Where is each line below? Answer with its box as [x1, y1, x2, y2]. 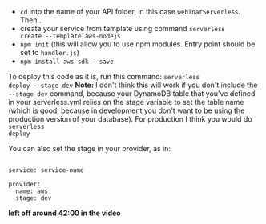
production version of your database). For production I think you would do [8, 114, 252, 123]
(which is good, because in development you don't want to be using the [8, 106, 245, 115]
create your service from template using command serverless [19, 24, 226, 33]
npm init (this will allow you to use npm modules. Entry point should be [19, 39, 256, 49]
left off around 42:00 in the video [8, 208, 122, 218]
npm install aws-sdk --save [19, 58, 114, 66]
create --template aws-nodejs [19, 32, 122, 40]
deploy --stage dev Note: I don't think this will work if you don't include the [8, 80, 258, 90]
